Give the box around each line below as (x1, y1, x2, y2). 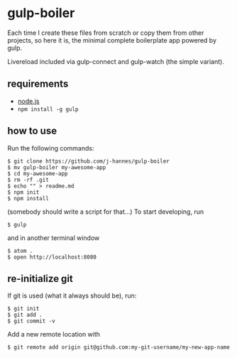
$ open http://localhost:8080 (7, 254, 97, 261)
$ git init (7, 305, 40, 313)
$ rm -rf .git (7, 176, 50, 183)
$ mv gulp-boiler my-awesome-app (7, 163, 106, 171)
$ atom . (7, 247, 33, 254)
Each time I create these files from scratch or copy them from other (7, 28, 204, 37)
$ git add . (7, 311, 43, 319)
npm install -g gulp (17, 105, 79, 113)
